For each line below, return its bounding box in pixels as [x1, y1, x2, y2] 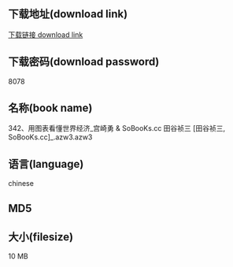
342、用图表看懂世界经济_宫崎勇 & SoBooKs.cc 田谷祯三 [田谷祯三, [8, 124, 226, 133]
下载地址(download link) [8, 7, 128, 21]
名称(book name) [8, 102, 93, 115]
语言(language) [8, 157, 84, 171]
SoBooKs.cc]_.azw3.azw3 [8, 132, 93, 142]
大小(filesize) [8, 231, 73, 244]
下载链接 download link [8, 30, 83, 39]
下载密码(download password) [8, 55, 160, 69]
